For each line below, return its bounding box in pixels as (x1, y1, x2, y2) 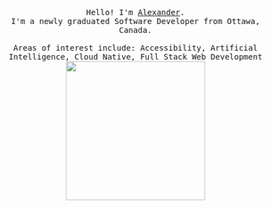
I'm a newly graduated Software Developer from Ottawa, (11, 16, 260, 26)
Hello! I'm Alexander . (86, 7, 185, 17)
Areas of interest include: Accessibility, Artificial (12, 43, 259, 52)
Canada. (119, 25, 152, 35)
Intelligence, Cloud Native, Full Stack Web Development (8, 52, 263, 61)
